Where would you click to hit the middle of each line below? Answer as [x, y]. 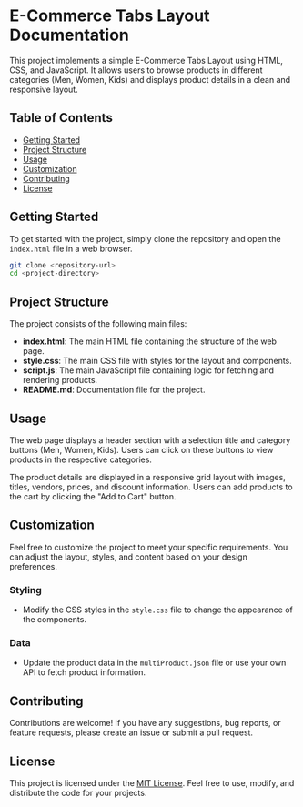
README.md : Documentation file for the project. [114, 390]
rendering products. [60, 380]
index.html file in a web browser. [71, 248]
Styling [26, 590]
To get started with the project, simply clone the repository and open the [145, 238]
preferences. [33, 566]
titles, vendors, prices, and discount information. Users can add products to [151, 487]
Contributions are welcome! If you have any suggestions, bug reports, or [145, 723]
